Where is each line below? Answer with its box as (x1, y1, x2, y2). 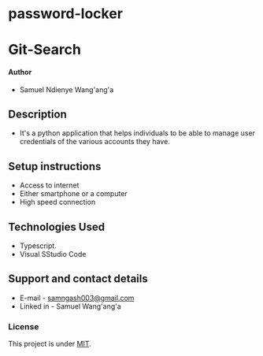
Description (8, 107, 67, 121)
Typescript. (19, 241, 57, 250)
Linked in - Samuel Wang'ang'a (19, 301, 122, 311)
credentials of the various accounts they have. (19, 137, 171, 146)
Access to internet (19, 180, 80, 190)
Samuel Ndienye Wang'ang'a (19, 84, 114, 95)
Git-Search (8, 41, 81, 59)
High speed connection (19, 198, 96, 207)
